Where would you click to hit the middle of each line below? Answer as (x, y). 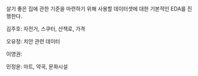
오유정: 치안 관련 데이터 (33, 41)
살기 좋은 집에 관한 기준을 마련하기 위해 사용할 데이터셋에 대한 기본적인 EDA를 (96, 9)
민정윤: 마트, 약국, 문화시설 (37, 66)
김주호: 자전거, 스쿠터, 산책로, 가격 (46, 29)
